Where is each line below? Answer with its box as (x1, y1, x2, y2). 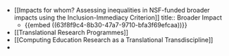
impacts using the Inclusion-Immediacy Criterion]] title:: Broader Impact (13, 13, 223, 22)
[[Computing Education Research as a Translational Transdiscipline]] (13, 36, 213, 44)
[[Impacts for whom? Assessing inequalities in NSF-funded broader (13, 6, 210, 14)
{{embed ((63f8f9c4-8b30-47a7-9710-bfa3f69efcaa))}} (24, 21, 188, 29)
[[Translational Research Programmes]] (13, 28, 129, 36)
